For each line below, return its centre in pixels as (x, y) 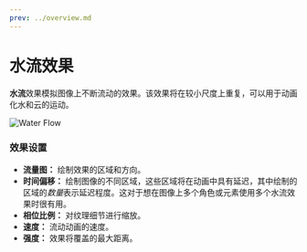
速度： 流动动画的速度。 (68, 226)
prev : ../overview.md (51, 18)
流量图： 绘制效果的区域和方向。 (84, 169)
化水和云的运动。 (42, 104)
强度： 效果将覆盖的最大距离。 (80, 237)
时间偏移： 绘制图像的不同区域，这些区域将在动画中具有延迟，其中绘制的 (160, 181)
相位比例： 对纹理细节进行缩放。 (84, 215)
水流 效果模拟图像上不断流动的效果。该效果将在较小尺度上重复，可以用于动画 (153, 93)
